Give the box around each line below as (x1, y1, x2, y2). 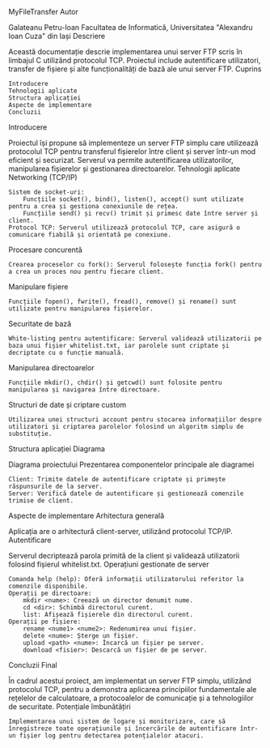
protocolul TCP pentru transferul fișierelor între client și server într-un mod (8, 147, 256, 156)
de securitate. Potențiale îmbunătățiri (8, 702, 131, 712)
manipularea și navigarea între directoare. (8, 386, 161, 394)
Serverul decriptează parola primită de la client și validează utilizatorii (8, 551, 240, 560)
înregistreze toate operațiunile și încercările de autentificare (8, 724, 237, 733)
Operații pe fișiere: (8, 618, 82, 626)
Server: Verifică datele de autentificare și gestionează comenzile (8, 489, 244, 498)
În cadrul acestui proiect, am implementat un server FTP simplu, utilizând (8, 676, 252, 686)
